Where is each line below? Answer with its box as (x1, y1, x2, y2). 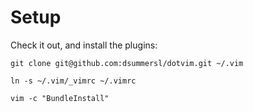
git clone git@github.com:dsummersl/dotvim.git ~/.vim (10, 58, 244, 68)
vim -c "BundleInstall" (10, 93, 110, 103)
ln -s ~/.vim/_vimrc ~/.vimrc (10, 76, 137, 86)
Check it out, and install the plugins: (10, 39, 158, 51)
